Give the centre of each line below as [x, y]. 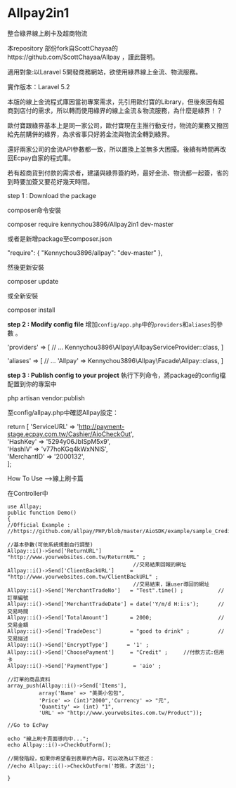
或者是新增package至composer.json [60, 238]
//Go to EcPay [28, 725]
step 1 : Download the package [52, 195]
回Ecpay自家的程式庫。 [41, 158]
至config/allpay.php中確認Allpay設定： [63, 412]
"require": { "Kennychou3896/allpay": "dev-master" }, [85, 252]
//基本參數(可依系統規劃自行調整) [50, 545]
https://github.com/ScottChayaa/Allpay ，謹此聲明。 [83, 57]
